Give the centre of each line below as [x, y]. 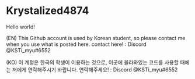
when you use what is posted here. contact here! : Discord [76, 44]
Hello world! [20, 27]
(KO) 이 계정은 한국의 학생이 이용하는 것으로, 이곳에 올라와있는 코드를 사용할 [93, 62]
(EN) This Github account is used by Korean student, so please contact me [96, 38]
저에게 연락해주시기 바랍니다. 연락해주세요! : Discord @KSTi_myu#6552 [95, 69]
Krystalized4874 [48, 11]
